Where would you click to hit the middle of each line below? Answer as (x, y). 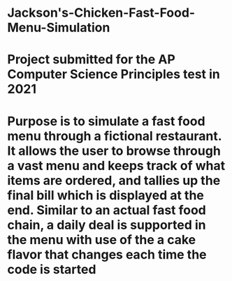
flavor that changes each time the (107, 254)
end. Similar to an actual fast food (107, 210)
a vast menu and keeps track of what (116, 166)
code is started (52, 269)
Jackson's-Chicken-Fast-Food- (101, 13)
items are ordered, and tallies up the (114, 180)
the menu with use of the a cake (102, 240)
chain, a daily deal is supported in (107, 225)
